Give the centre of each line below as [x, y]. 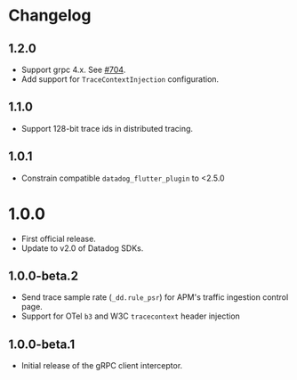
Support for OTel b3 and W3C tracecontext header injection [131, 316]
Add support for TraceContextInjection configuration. [120, 79]
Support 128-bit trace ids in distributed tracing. [107, 128]
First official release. [59, 239]
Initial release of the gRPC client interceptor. [102, 366]
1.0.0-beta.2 [44, 275]
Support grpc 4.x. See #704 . [73, 69]
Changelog [50, 16]
